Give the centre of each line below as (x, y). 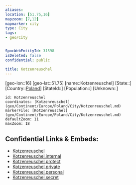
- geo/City (16, 38)
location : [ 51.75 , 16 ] (28, 14)
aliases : (14, 10)
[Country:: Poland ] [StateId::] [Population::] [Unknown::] (62, 89)
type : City (16, 28)
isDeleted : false (23, 55)
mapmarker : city (22, 24)
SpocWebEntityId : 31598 (30, 51)
